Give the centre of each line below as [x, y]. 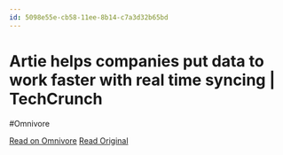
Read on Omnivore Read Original [69, 140]
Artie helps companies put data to [137, 61]
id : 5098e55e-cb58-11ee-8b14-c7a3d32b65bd [89, 17]
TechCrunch [56, 99]
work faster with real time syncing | [142, 80]
